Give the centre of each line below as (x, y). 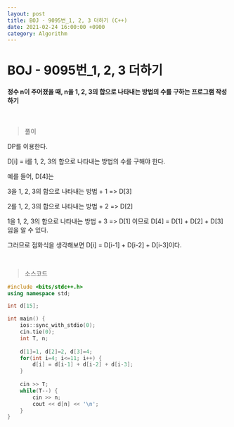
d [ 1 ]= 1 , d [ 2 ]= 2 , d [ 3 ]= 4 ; (56, 352)
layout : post (26, 14)
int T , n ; (34, 338)
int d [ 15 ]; (23, 306)
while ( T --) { (39, 391)
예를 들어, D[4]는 (31, 176)
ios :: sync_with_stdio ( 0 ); (58, 326)
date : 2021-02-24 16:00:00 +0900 (56, 27)
